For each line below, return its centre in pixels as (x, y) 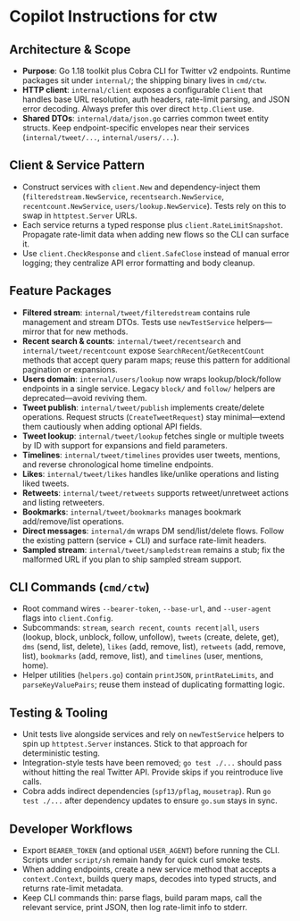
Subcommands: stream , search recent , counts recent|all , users (141, 628)
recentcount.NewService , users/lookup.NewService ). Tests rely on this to (154, 205)
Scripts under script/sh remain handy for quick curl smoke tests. (142, 860)
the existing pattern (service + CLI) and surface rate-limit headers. (144, 540)
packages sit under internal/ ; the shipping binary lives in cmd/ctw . (144, 80)
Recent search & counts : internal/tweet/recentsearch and (131, 340)
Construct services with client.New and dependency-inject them (141, 187)
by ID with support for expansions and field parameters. (125, 445)
